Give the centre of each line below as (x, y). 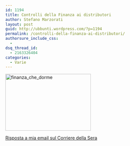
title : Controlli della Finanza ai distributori (58, 15)
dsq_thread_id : (22, 48)
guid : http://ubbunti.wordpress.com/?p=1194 (54, 29)
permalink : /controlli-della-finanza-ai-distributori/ (65, 34)
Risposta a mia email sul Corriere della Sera (51, 138)
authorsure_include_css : (32, 39)
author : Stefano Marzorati (34, 19)
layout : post (19, 24)
